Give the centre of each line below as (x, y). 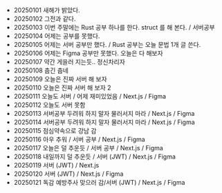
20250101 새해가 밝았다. (47, 10)
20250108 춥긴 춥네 (41, 70)
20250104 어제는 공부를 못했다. (57, 36)
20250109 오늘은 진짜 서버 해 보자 (60, 79)
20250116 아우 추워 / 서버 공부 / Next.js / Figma (79, 139)
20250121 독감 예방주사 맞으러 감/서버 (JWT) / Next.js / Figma (99, 182)
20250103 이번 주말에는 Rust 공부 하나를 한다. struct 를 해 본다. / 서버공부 (114, 27)
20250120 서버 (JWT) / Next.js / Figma (68, 174)
